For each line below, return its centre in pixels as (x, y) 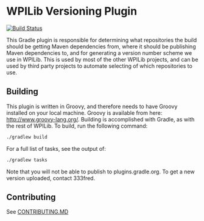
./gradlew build (27, 137)
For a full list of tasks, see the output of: (56, 148)
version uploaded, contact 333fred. (51, 178)
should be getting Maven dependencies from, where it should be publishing (101, 46)
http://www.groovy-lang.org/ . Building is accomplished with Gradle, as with (100, 119)
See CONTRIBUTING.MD (37, 212)
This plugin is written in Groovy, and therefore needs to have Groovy (92, 106)
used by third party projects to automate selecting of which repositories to (100, 66)
